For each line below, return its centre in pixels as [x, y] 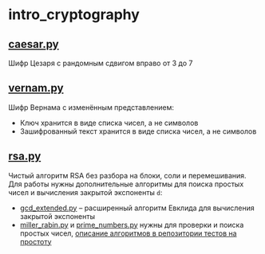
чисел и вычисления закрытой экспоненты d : [85, 192]
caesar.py [34, 44]
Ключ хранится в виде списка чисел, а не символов [109, 123]
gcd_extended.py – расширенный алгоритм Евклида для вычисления [137, 208]
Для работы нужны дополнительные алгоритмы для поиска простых [126, 184]
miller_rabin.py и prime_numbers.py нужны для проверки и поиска [132, 225]
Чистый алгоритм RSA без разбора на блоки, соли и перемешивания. [127, 175]
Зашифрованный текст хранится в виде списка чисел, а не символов [138, 131]
